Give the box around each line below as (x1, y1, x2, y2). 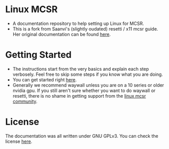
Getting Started (5, 49, 72, 61)
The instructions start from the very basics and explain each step (12, 66, 149, 72)
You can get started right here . (12, 76, 77, 82)
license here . (5, 138, 32, 144)
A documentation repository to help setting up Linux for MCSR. (12, 20, 145, 26)
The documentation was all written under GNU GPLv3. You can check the (5, 133, 159, 139)
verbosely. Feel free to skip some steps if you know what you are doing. (12, 71, 163, 77)
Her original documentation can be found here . (12, 31, 111, 37)
